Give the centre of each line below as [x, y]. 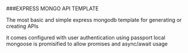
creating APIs [22, 26]
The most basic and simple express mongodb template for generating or [94, 20]
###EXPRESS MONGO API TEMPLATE [52, 9]
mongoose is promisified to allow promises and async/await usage [87, 44]
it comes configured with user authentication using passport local [86, 37]
